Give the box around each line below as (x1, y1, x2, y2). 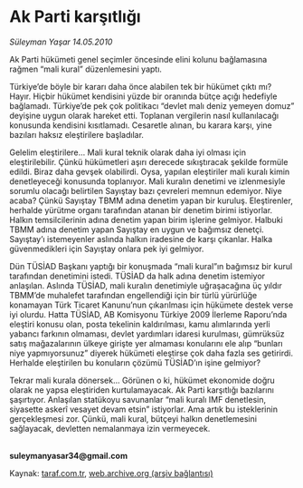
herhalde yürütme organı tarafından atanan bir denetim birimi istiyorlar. (9, 204, 273, 215)
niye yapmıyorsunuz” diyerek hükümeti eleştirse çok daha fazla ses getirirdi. (9, 347, 294, 358)
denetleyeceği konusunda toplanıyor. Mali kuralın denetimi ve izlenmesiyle (9, 175, 286, 187)
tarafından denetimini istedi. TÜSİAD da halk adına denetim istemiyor (9, 270, 265, 281)
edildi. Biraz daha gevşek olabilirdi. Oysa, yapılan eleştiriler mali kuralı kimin (9, 166, 290, 177)
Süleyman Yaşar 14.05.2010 (9, 36, 113, 47)
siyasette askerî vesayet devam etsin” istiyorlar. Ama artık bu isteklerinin (9, 404, 279, 415)
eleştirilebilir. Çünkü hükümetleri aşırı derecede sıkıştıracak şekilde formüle (9, 156, 289, 167)
